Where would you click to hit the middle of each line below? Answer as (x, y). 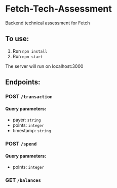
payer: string (27, 120)
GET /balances (23, 180)
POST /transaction (29, 97)
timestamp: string (32, 131)
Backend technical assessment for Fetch (48, 23)
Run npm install (30, 51)
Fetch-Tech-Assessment (59, 9)
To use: (17, 39)
